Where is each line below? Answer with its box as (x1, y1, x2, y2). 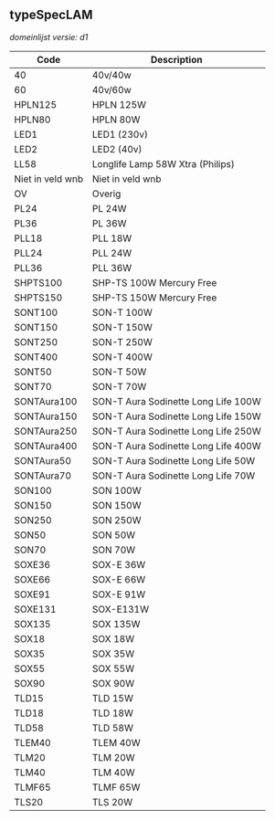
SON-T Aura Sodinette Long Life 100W (91, 394, 262, 407)
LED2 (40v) (91, 142, 143, 155)
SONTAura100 (14, 394, 78, 407)
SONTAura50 (14, 454, 71, 467)
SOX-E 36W (91, 558, 146, 571)
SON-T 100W (91, 306, 153, 319)
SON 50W (91, 529, 136, 541)
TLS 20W (91, 795, 133, 808)
